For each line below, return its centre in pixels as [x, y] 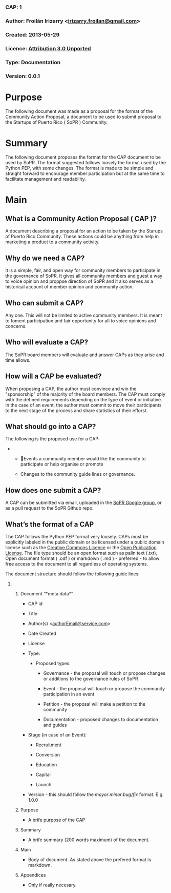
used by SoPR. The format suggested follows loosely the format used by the [86, 163]
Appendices [33, 875]
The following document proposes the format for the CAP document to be [83, 157]
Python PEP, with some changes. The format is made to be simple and [79, 168]
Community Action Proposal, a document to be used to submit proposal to [83, 117]
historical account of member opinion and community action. [70, 287]
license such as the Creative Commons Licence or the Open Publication [81, 548]
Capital [43, 775]
